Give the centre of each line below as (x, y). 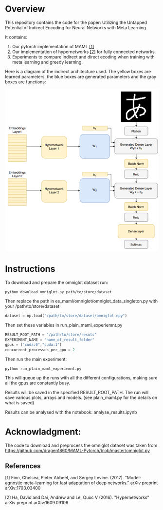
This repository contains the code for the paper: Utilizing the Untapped (76, 22)
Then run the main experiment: (36, 359)
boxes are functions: (26, 82)
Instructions (30, 269)
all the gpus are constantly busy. (38, 383)
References (23, 466)
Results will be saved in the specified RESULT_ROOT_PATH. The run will (77, 393)
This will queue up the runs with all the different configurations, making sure (81, 378)
